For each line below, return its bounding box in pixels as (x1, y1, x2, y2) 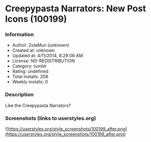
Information (5, 31, 34, 38)
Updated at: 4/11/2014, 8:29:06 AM (12, 53, 83, 59)
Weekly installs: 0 (12, 79, 48, 85)
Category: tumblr (12, 63, 47, 69)
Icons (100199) (5, 13, 67, 25)
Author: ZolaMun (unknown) (12, 42, 70, 48)
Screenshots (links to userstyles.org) (5, 114, 96, 121)
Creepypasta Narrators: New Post (5, 3, 146, 14)
